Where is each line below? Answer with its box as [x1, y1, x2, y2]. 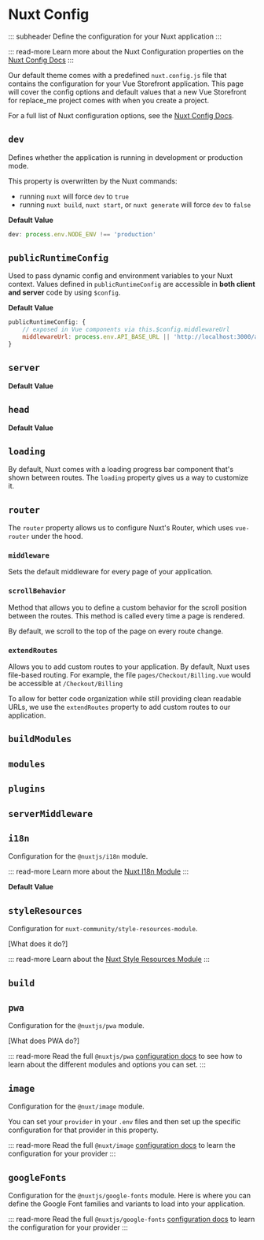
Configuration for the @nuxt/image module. [8, 1101, 145, 1112]
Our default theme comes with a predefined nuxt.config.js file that [8, 70, 227, 80]
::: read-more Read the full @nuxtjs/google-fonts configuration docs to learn [8, 1215, 255, 1224]
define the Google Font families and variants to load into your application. [8, 1199, 246, 1208]
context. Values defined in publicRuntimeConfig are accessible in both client [8, 280, 255, 289]
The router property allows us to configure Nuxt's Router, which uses [8, 523, 234, 533]
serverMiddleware [8, 807, 93, 819]
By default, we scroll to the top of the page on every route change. [8, 626, 224, 636]
